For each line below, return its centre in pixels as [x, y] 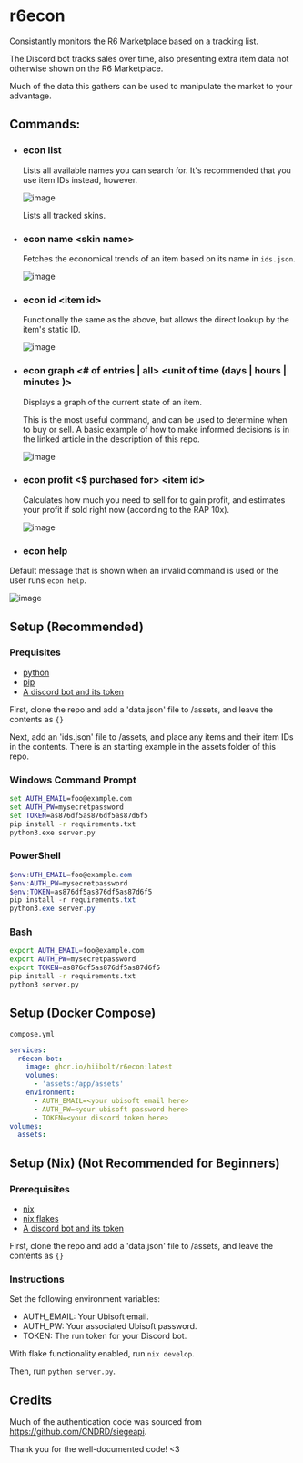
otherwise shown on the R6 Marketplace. [86, 68]
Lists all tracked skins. [64, 215]
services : [28, 1050]
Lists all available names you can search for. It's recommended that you [157, 170]
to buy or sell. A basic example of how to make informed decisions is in [156, 429]
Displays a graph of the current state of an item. [112, 402]
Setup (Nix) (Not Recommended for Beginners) [145, 1163]
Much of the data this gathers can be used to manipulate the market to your [151, 86]
